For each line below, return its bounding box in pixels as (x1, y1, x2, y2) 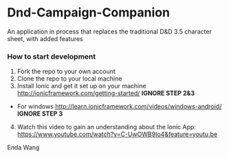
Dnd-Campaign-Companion (7, 5, 171, 21)
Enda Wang (7, 144, 40, 152)
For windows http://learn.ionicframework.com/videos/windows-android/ (17, 103, 222, 111)
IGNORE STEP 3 (17, 109, 63, 118)
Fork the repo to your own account (17, 67, 116, 76)
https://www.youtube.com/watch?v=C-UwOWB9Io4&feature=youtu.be (17, 130, 218, 138)
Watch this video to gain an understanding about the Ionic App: (17, 123, 196, 131)
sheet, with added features (7, 34, 84, 42)
